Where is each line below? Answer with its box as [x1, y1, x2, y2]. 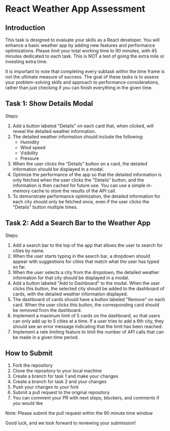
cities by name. [12, 248, 45, 254]
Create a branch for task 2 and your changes [12, 379, 107, 385]
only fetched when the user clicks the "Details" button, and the [12, 177, 145, 183]
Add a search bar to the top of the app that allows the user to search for [12, 242, 163, 248]
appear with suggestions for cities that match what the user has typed [12, 258, 160, 264]
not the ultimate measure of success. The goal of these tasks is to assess [5, 74, 159, 79]
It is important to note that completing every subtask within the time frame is [5, 68, 165, 74]
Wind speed [20, 144, 46, 150]
